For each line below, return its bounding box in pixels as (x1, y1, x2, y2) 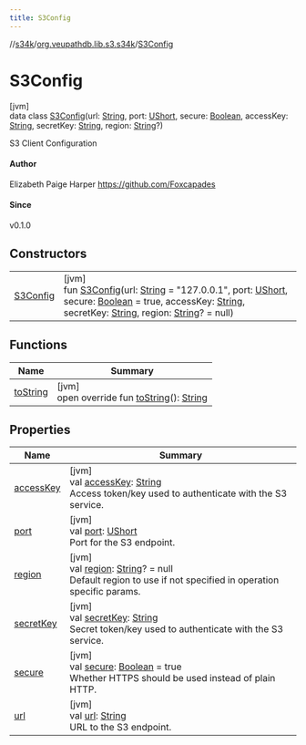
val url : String (69, 709, 127, 722)
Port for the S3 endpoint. (69, 536, 176, 549)
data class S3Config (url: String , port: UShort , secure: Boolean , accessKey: (9, 110, 289, 121)
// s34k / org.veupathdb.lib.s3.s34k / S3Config (9, 38, 174, 49)
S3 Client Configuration (9, 138, 97, 149)
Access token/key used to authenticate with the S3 (69, 487, 288, 500)
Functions (9, 337, 68, 353)
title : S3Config (9, 13, 71, 23)
